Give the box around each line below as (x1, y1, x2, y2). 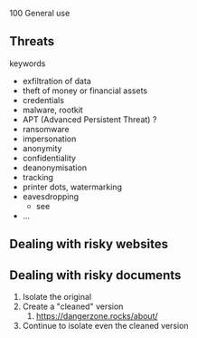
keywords (9, 58, 46, 69)
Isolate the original (22, 292, 92, 303)
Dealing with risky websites (9, 237, 169, 252)
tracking (22, 171, 54, 182)
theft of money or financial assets (22, 85, 147, 96)
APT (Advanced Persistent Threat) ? (22, 113, 157, 125)
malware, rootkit (22, 104, 83, 115)
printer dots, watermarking (22, 181, 122, 192)
